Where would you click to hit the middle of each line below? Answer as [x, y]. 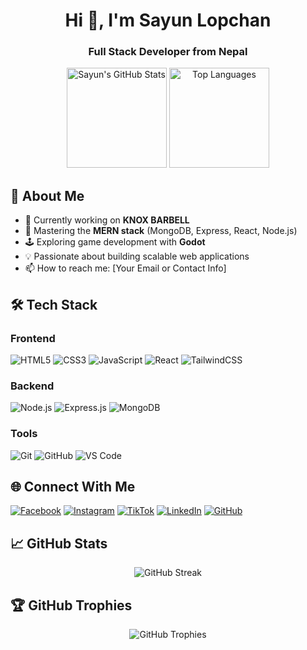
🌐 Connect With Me [73, 486]
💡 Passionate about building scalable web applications [137, 256]
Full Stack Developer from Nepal [168, 52]
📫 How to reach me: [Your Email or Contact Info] [125, 268]
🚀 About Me [47, 195]
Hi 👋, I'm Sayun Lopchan [168, 20]
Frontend [33, 338]
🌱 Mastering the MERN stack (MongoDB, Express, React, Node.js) [161, 231]
